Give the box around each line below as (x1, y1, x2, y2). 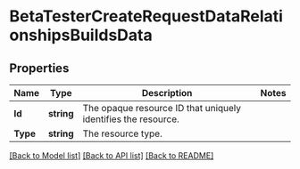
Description (141, 87, 193, 99)
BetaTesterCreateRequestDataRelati (9, 6, 284, 27)
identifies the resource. (82, 113, 180, 125)
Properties (9, 60, 70, 76)
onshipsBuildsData (9, 25, 154, 45)
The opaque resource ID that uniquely (82, 102, 242, 114)
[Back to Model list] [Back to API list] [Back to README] (9, 150, 214, 161)
